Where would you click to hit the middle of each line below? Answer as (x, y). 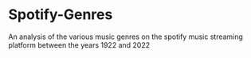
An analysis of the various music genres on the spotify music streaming (125, 37)
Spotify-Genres (61, 15)
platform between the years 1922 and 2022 (79, 44)
